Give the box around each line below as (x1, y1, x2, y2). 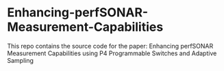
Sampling (7, 56, 34, 64)
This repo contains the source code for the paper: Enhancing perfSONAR (7, 42, 214, 50)
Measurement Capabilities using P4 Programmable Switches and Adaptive (7, 49, 217, 57)
